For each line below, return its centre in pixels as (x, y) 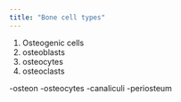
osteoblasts (43, 52)
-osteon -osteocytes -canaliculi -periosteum (90, 88)
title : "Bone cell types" (57, 17)
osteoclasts (43, 71)
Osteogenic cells (53, 43)
